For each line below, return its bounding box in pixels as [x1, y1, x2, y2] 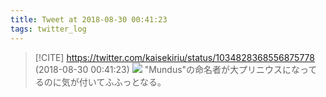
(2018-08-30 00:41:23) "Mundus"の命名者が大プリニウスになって [34, 63, 318, 75]
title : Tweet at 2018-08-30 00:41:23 [10, 14, 168, 25]
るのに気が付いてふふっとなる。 [34, 76, 167, 88]
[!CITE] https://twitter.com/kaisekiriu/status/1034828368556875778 [34, 51, 315, 63]
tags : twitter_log [10, 24, 87, 34]
